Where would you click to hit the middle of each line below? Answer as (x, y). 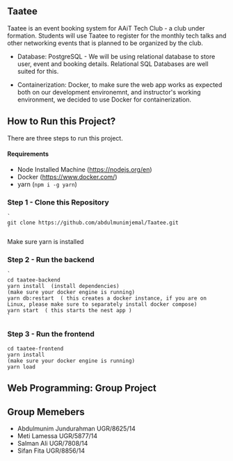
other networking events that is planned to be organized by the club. (105, 43)
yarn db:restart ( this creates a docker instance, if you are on (107, 298)
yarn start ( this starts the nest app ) (70, 311)
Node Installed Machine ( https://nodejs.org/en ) (85, 169)
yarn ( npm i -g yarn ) (47, 184)
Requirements (28, 154)
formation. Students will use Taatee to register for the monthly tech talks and (117, 35)
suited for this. (38, 71)
